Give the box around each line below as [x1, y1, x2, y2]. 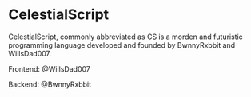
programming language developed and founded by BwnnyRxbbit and [8, 40, 236, 49]
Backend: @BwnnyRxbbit [8, 80, 92, 89]
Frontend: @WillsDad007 [8, 64, 90, 73]
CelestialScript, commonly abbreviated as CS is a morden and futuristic [8, 32, 244, 41]
